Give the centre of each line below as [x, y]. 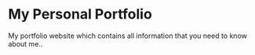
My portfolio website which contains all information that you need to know [127, 36]
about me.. [25, 43]
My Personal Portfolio [80, 14]
